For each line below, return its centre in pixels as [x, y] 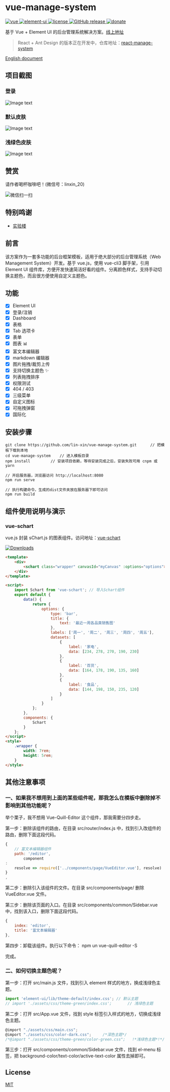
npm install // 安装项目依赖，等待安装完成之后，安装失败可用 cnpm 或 [81, 461]
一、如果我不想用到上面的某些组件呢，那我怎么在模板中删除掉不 [83, 798]
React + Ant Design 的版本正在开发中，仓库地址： [69, 43]
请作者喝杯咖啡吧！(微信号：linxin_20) [45, 184]
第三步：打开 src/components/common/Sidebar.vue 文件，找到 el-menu [80, 1050]
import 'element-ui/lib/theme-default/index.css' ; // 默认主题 [72, 999]
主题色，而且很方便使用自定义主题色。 [49, 276]
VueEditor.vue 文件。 [27, 894]
